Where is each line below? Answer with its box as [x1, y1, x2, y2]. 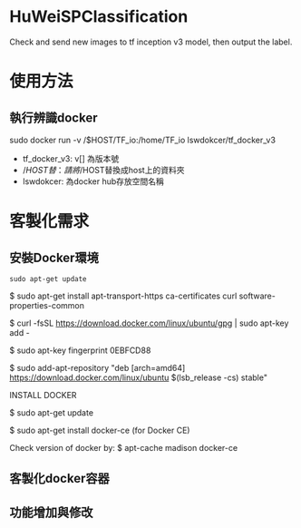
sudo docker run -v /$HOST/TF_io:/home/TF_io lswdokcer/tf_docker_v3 [9, 134, 277, 145]
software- [238, 290, 277, 301]
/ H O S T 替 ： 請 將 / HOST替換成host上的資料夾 [22, 164, 185, 175]
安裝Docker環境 [9, 249, 100, 265]
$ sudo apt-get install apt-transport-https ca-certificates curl [9, 290, 238, 301]
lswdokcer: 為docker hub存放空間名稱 [22, 175, 165, 187]
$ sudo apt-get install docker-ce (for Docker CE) [9, 425, 190, 435]
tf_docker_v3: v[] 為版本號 [22, 152, 120, 164]
